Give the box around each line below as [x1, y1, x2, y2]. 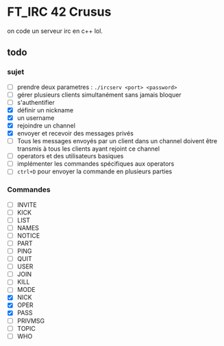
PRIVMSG [16, 317, 45, 325]
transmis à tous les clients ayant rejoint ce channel [16, 145, 160, 153]
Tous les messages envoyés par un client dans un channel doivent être [16, 137, 218, 145]
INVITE [16, 200, 37, 209]
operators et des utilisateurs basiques [16, 152, 124, 160]
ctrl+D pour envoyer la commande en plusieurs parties [16, 167, 173, 175]
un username [16, 114, 55, 122]
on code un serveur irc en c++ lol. [7, 27, 103, 35]
